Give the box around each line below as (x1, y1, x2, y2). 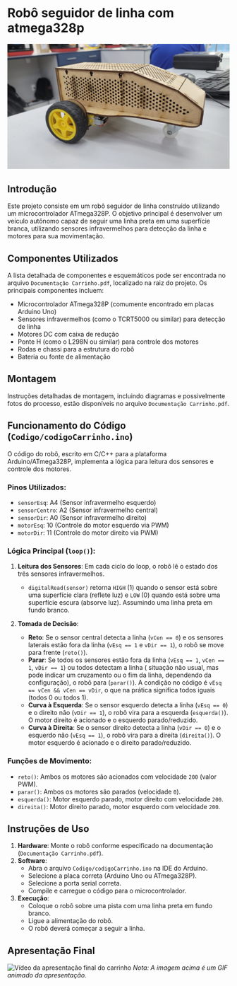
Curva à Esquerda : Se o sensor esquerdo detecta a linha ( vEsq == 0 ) (28, 701, 229, 709)
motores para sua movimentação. (7, 232, 105, 240)
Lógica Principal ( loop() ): (7, 546, 96, 556)
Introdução (7, 182, 57, 195)
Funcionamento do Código (7, 419, 126, 432)
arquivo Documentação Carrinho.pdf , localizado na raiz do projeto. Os (7, 279, 207, 287)
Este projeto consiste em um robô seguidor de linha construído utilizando (7, 202, 220, 210)
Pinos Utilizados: (7, 482, 67, 492)
